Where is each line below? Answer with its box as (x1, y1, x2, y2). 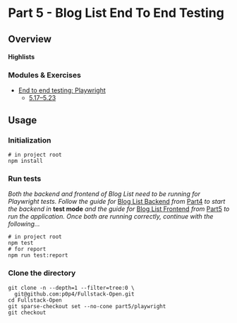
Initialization (8, 135, 51, 145)
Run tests (8, 174, 42, 184)
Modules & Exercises (8, 71, 82, 80)
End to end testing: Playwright (18, 86, 107, 95)
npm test (8, 240, 34, 247)
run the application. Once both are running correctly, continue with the (8, 212, 214, 221)
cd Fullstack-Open (8, 296, 62, 304)
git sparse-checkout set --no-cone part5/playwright (8, 303, 166, 310)
